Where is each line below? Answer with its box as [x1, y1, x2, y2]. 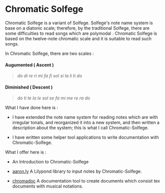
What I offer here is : [5, 149, 47, 155]
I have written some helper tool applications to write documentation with [12, 135, 159, 141]
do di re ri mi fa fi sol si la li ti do [17, 73, 82, 79]
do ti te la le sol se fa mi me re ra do [17, 95, 90, 101]
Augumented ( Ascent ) [5, 62, 54, 68]
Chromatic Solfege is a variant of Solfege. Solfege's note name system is [5, 20, 153, 26]
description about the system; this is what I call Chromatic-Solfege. [12, 125, 149, 131]
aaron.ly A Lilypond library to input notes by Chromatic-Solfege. [12, 168, 142, 174]
